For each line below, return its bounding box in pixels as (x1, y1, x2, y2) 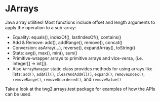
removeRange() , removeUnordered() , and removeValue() (12, 76, 122, 82)
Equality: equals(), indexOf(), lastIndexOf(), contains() (12, 34, 121, 40)
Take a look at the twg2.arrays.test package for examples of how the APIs (5, 86, 156, 92)
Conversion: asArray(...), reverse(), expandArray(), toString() (12, 45, 136, 50)
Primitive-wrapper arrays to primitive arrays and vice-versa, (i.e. (12, 55, 143, 61)
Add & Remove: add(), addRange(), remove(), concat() (12, 39, 122, 45)
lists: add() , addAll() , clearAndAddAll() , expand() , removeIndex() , (12, 71, 145, 77)
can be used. (5, 91, 32, 97)
